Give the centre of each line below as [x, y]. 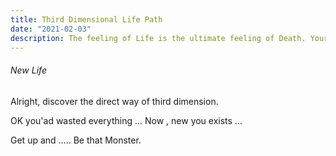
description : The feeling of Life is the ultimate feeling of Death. [158, 38]
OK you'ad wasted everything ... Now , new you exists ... [126, 120]
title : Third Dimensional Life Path [86, 19]
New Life [28, 70]
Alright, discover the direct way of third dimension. [114, 101]
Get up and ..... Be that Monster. [76, 140]
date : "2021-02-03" [51, 29]
